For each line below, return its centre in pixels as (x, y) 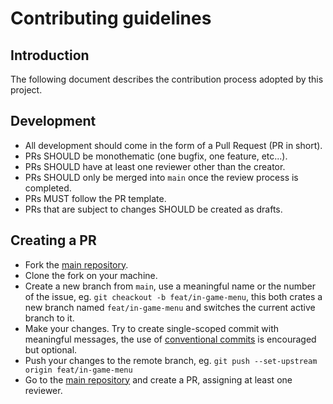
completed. (48, 188)
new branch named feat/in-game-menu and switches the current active (170, 307)
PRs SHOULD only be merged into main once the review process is (161, 177)
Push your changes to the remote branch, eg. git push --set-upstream (171, 360)
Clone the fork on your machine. (91, 275)
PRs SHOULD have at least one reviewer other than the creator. (155, 166)
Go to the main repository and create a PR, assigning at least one (158, 379)
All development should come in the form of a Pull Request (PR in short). (173, 145)
